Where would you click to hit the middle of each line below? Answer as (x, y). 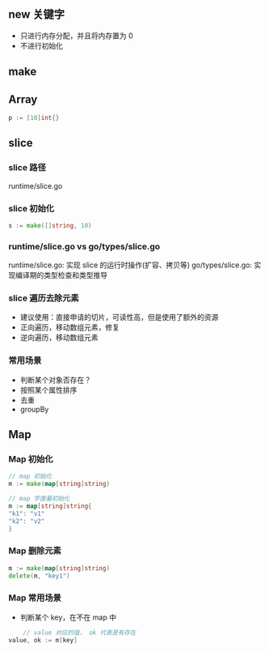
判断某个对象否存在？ (55, 380)
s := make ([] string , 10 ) (50, 225)
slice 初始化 (32, 208)
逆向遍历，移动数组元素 (59, 338)
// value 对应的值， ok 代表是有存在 (80, 633)
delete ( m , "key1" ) (39, 576)
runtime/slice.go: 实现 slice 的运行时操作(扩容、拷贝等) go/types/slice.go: (130, 265)
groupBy (34, 409)
